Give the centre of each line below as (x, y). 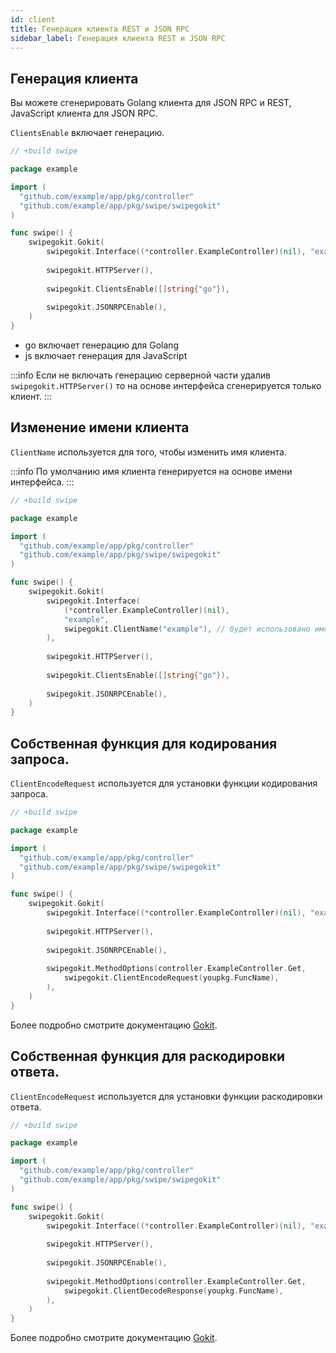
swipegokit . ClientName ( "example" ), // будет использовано (187, 629)
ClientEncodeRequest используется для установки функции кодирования (164, 783)
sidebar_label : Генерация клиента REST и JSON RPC (118, 38)
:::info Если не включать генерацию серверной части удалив (140, 375)
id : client (33, 19)
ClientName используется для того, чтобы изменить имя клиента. (148, 452)
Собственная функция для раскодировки (148, 1056)
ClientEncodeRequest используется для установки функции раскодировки (166, 1096)
